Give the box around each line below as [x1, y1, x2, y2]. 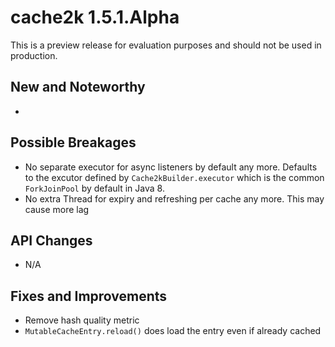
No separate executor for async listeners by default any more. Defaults [24, 161, 318, 173]
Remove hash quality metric [24, 314, 140, 326]
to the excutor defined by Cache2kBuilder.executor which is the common [24, 171, 325, 183]
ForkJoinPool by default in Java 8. [24, 182, 165, 194]
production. [10, 49, 58, 61]
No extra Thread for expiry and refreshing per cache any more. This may [24, 192, 325, 205]
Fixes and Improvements [10, 287, 168, 305]
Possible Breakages [10, 134, 137, 151]
